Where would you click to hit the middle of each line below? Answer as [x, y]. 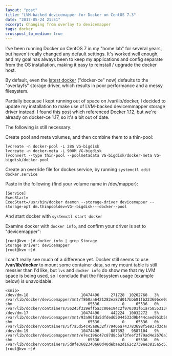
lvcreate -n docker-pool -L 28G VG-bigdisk [52, 146]
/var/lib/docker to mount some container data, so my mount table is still [81, 265]
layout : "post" [21, 10]
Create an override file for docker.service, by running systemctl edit [78, 169]
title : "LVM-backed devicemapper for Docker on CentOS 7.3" [71, 15]
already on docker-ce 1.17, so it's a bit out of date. [57, 117]
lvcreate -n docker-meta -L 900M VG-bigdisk [53, 151]
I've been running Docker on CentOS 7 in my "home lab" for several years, [84, 48]
